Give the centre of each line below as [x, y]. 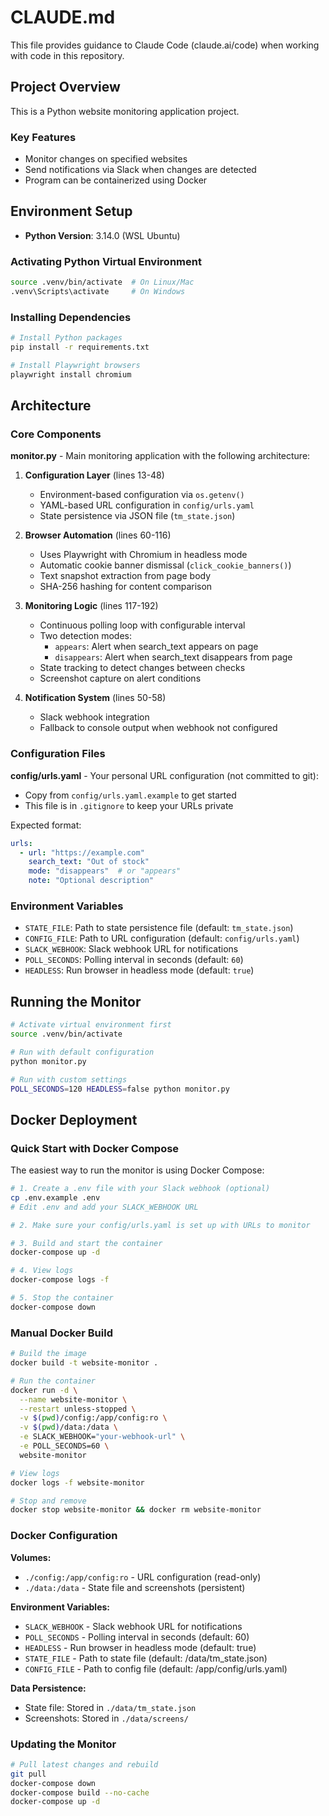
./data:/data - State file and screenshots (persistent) [135, 1587]
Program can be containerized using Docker [116, 180]
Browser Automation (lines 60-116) [98, 535]
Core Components [56, 434]
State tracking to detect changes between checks [142, 668]
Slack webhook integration [94, 717]
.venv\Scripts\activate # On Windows [98, 292]
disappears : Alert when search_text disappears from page [173, 657]
